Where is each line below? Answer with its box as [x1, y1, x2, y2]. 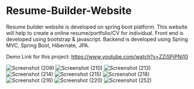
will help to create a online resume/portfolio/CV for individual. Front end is [6, 29, 184, 36]
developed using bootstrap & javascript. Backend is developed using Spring [6, 35, 188, 42]
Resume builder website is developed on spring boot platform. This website [6, 23, 188, 30]
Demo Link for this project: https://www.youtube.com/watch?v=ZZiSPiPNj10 [6, 53, 189, 60]
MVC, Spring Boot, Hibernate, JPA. [6, 42, 89, 49]
